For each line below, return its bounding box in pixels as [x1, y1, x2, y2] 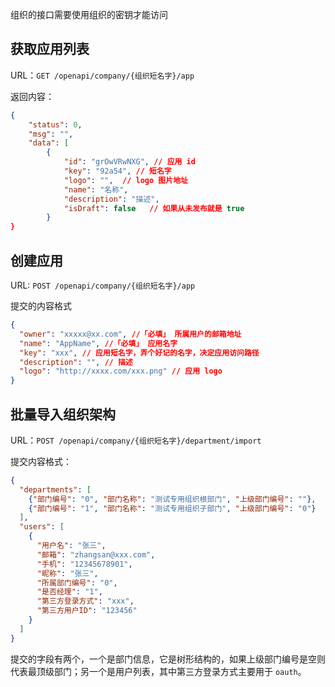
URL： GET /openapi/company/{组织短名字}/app [10, 69, 195, 81]
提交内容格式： [10, 455, 72, 467]
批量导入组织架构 [10, 406, 116, 423]
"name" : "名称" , [63, 184, 129, 195]
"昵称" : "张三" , [36, 568, 99, 578]
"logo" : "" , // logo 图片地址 [63, 175, 188, 185]
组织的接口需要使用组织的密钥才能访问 [10, 9, 168, 20]
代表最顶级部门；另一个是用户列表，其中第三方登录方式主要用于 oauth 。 [10, 665, 307, 677]
